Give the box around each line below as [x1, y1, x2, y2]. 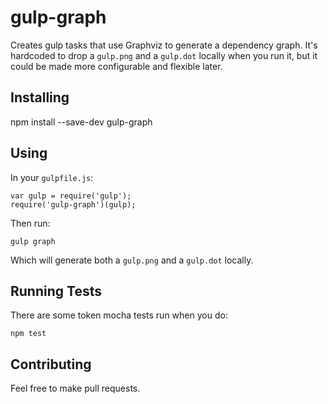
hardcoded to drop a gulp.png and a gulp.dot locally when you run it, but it [10, 49, 318, 61]
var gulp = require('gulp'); [10, 191, 132, 201]
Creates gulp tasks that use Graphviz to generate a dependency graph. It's [10, 39, 318, 51]
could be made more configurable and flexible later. [10, 60, 223, 72]
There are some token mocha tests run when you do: [10, 309, 228, 321]
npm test [10, 329, 47, 339]
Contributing [10, 356, 92, 373]
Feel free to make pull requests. [10, 382, 141, 395]
